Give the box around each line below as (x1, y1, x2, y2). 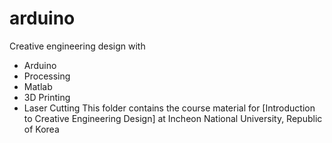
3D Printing (23, 91, 71, 103)
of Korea (23, 123, 60, 135)
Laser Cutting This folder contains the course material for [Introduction (23, 102, 316, 114)
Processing (23, 70, 71, 82)
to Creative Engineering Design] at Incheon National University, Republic (23, 112, 323, 124)
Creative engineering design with (9, 40, 146, 52)
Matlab (23, 80, 53, 92)
